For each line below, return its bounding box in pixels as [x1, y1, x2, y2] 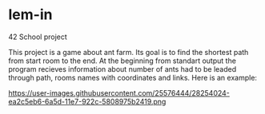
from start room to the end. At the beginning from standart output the [8, 56, 236, 65]
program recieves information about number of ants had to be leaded [8, 64, 237, 73]
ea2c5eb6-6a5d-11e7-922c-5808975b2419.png [8, 96, 167, 106]
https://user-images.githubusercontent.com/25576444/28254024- [8, 88, 231, 97]
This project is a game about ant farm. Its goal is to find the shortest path [8, 47, 249, 57]
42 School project [8, 32, 68, 41]
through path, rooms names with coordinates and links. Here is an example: [8, 73, 258, 82]
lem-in [8, 6, 53, 24]
